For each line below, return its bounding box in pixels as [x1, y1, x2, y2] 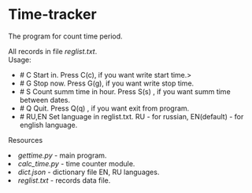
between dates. [19, 95, 71, 104]
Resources [8, 135, 43, 144]
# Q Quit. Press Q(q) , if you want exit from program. [19, 104, 190, 113]
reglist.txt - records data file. [18, 175, 111, 185]
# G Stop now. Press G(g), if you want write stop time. [19, 78, 195, 88]
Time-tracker [8, 5, 97, 24]
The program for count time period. [8, 31, 124, 41]
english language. [19, 120, 78, 129]
